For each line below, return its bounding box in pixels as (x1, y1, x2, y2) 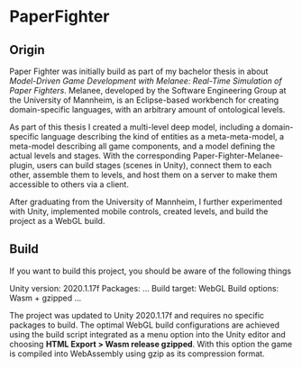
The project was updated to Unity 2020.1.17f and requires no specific (9, 310, 264, 320)
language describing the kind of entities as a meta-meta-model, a (41, 131, 285, 141)
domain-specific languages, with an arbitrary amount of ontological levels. (9, 104, 286, 114)
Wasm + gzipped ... (9, 292, 82, 303)
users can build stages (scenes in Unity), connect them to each (36, 160, 272, 170)
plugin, (9, 160, 35, 170)
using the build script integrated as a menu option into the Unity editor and (9, 328, 286, 339)
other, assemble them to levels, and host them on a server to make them (9, 169, 278, 180)
